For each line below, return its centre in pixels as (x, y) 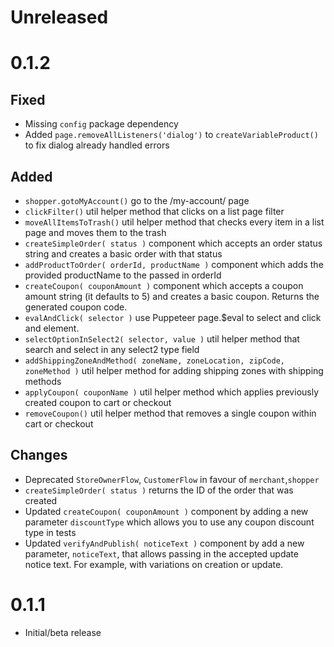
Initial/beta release (63, 632)
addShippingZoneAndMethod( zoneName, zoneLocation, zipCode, (155, 361)
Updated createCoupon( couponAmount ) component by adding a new (166, 511)
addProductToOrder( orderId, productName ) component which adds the (174, 264)
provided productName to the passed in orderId (123, 275)
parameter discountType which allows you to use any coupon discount (169, 522)
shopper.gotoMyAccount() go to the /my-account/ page (137, 200)
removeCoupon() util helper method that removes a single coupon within (170, 413)
